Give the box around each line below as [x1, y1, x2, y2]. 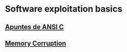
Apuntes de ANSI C [5, 23, 64, 31]
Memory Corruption [5, 39, 66, 47]
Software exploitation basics [5, 3, 123, 15]
